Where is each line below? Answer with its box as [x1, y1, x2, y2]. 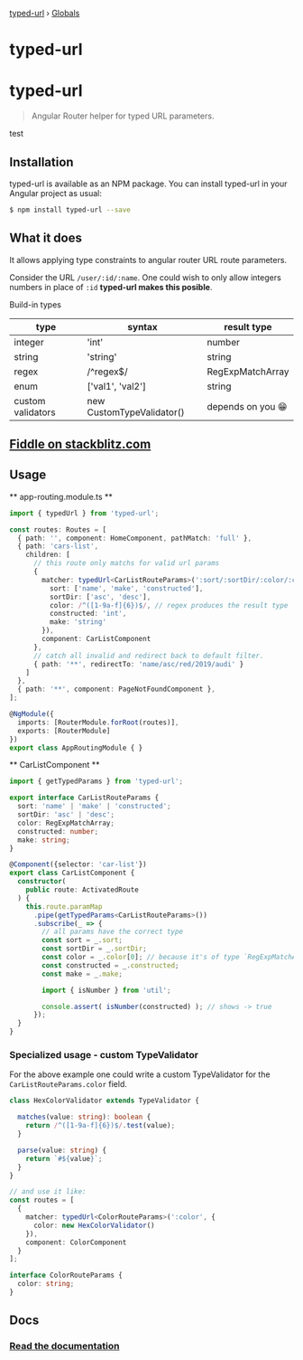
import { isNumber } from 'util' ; [41, 986, 171, 995]
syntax [127, 320, 158, 333]
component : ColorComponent [25, 1238, 127, 1247]
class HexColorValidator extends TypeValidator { [9, 1096, 200, 1106]
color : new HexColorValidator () [32, 1221, 155, 1230]
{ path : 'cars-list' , [17, 542, 99, 551]
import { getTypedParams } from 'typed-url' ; [9, 777, 183, 786]
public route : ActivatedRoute [25, 885, 140, 894]
